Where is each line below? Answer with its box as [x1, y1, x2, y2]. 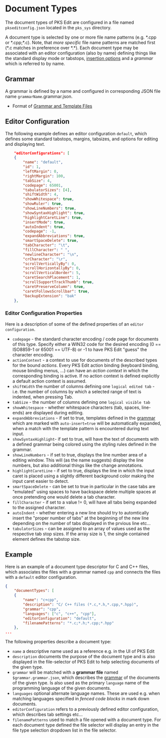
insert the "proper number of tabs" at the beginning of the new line [12, 515, 149, 521]
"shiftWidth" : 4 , [23, 192, 58, 197]
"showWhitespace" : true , [23, 197, 74, 202]
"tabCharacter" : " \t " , [23, 243, 70, 248]
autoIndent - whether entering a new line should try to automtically [12, 510, 149, 515]
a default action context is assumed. [12, 378, 87, 384]
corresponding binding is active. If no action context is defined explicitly [12, 373, 160, 379]
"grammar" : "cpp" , [23, 607, 61, 612]
